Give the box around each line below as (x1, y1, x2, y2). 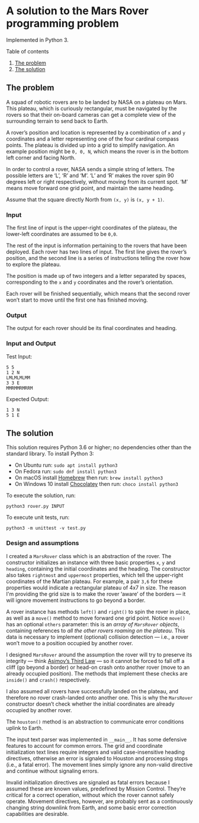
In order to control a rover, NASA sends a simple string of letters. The (6, 165, 175, 172)
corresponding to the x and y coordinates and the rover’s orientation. (6, 278, 174, 286)
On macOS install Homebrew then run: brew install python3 (14, 474, 163, 481)
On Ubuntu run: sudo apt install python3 (14, 462, 118, 469)
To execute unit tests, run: (6, 514, 70, 521)
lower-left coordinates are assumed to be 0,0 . (6, 230, 118, 238)
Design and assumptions (6, 539, 79, 547)
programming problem (6, 17, 119, 30)
